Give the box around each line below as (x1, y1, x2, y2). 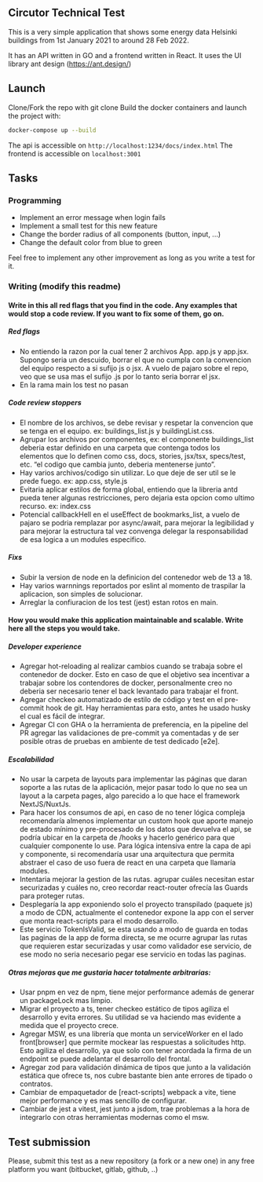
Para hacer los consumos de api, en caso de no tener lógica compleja (19, 808, 246, 818)
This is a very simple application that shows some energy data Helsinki (8, 27, 238, 36)
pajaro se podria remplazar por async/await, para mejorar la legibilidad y (19, 518, 254, 527)
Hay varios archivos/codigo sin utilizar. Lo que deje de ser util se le (19, 467, 236, 478)
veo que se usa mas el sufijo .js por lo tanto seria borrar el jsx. (19, 371, 221, 381)
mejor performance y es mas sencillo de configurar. (19, 1096, 187, 1106)
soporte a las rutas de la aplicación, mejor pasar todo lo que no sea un (19, 783, 247, 792)
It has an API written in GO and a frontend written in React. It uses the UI (8, 50, 242, 60)
